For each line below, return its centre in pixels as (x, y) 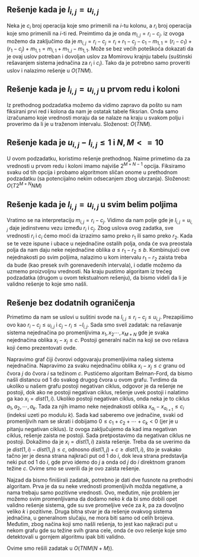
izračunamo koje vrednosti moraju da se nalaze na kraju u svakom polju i (95, 118)
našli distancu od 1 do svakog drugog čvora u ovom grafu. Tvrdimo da (92, 380)
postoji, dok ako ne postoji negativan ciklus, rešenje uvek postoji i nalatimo (98, 393)
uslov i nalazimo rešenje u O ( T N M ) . (50, 70)
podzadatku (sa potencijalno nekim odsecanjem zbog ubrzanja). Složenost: (99, 178)
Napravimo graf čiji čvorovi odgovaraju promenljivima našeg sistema (90, 359)
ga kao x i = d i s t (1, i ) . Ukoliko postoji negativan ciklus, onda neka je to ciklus (98, 399)
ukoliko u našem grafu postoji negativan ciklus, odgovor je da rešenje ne (95, 386)
